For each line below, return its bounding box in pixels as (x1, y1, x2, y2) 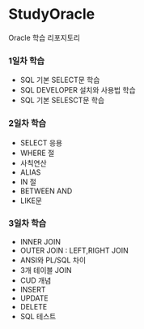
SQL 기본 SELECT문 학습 (19, 75, 100, 85)
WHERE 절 (19, 148, 55, 158)
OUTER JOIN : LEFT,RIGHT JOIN (19, 245, 129, 255)
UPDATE (19, 293, 49, 303)
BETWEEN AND (19, 186, 73, 196)
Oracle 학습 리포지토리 (8, 32, 81, 42)
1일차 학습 (8, 54, 45, 66)
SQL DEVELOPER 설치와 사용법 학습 (19, 85, 136, 95)
